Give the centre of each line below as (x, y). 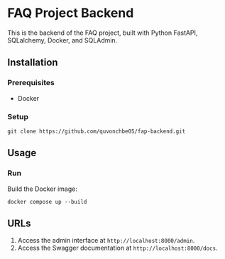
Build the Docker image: (43, 189)
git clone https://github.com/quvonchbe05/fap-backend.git (97, 131)
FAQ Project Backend (71, 13)
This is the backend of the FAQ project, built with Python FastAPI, (103, 33)
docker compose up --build (47, 202)
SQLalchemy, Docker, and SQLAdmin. (62, 40)
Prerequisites (31, 83)
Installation (33, 63)
